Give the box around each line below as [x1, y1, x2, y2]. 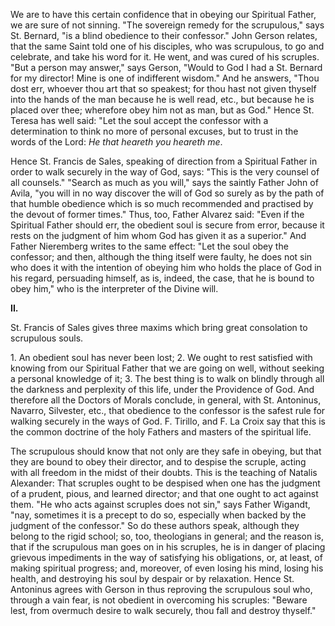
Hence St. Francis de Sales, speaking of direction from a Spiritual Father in [10, 155, 318, 167]
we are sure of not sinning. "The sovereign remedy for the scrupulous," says [10, 19, 325, 31]
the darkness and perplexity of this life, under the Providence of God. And [10, 384, 315, 395]
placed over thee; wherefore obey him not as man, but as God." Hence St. [10, 104, 315, 116]
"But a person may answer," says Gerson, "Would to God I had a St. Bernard [10, 62, 323, 73]
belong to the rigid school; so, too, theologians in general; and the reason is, [10, 530, 325, 542]
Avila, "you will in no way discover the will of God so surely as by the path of [10, 187, 325, 199]
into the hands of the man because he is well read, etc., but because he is [10, 94, 315, 105]
